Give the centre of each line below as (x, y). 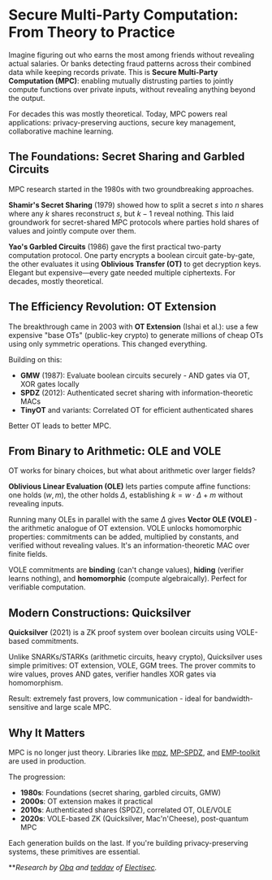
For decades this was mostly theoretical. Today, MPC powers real (118, 114)
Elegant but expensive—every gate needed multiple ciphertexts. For (122, 272)
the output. (27, 98)
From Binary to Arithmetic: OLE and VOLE (115, 451)
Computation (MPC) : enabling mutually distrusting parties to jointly (121, 81)
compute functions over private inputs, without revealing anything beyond (132, 89)
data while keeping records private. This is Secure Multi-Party (113, 72)
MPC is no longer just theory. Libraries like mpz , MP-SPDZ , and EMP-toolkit (134, 752)
